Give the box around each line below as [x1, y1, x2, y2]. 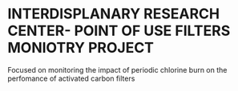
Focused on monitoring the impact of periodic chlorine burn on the [7, 65, 228, 74]
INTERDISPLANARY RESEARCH [7, 5, 220, 23]
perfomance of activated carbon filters [7, 73, 135, 83]
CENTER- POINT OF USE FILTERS [7, 22, 231, 40]
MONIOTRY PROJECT [7, 39, 154, 57]
